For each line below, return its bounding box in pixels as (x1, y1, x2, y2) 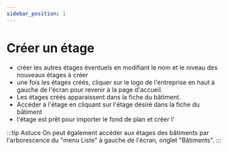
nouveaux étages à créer (16, 70, 88, 79)
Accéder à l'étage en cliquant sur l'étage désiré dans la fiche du (16, 100, 200, 109)
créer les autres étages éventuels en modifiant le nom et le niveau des (16, 63, 218, 72)
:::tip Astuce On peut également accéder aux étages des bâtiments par (6, 128, 209, 136)
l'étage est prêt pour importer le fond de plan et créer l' (16, 115, 175, 123)
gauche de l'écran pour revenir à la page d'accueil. (16, 85, 163, 94)
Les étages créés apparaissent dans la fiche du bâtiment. (16, 93, 181, 101)
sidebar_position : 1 (6, 10, 67, 17)
